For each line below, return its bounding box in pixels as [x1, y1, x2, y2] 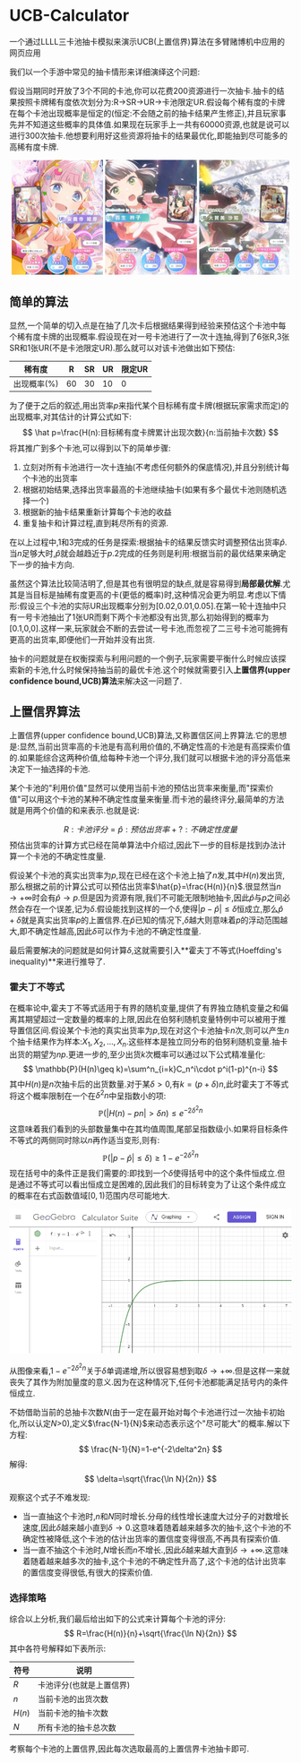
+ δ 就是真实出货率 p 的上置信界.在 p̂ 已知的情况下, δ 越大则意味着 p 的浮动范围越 [9, 915, 288, 925]
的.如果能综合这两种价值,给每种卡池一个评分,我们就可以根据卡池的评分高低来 [9, 752, 291, 762]
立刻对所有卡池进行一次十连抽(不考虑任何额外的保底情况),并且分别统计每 [21, 461, 290, 472]
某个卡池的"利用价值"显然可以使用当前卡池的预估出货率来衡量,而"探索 [9, 782, 266, 793]
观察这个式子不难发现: [9, 1492, 91, 1502]
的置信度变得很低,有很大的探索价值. [21, 1567, 153, 1578]
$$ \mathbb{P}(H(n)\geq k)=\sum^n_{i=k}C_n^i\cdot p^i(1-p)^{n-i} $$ [22, 1063, 279, 1074]
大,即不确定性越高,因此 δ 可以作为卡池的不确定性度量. [9, 925, 202, 936]
